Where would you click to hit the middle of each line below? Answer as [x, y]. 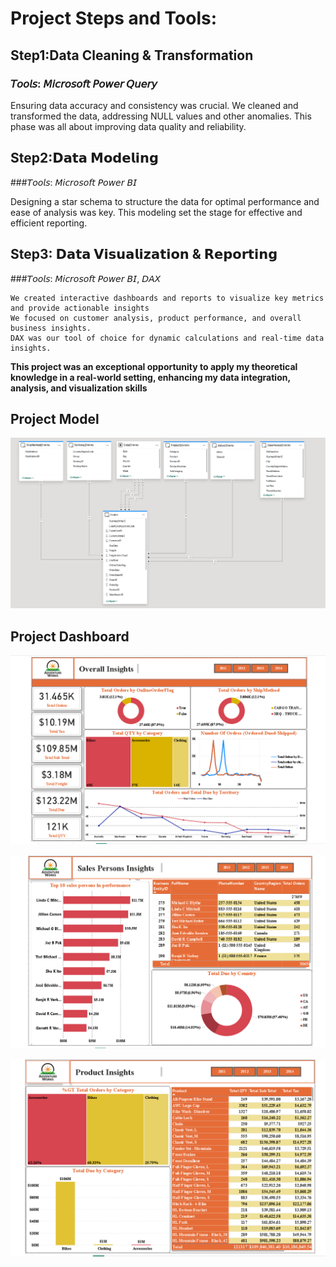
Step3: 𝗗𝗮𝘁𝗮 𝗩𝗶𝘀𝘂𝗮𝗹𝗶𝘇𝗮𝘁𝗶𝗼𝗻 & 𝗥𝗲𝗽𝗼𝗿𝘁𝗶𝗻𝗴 [144, 254]
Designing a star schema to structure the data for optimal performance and [165, 201]
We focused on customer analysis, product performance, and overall [156, 318]
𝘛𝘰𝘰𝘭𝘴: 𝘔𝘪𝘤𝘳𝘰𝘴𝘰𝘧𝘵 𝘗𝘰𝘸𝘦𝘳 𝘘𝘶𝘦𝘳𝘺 [84, 84]
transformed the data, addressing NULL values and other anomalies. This [161, 116]
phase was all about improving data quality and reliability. [128, 126]
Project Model [55, 418]
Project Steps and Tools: [114, 18]
